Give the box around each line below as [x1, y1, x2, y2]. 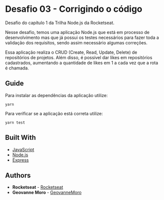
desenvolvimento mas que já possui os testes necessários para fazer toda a [5, 34, 159, 40]
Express [12, 157, 29, 163]
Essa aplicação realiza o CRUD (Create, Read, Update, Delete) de [5, 49, 137, 55]
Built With [5, 133, 36, 142]
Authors [5, 171, 31, 179]
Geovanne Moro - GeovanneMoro [12, 190, 82, 196]
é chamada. [5, 65, 29, 71]
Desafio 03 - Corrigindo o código [5, 3, 143, 15]
